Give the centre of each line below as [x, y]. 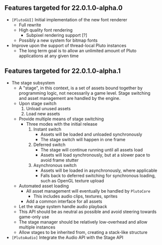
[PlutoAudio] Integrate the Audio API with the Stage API [67, 237]
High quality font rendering [46, 30]
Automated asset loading [44, 186]
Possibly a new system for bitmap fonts [58, 40]
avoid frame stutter [59, 160]
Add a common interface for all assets [64, 201]
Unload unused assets [48, 108]
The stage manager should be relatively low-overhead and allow [83, 222]
